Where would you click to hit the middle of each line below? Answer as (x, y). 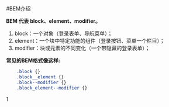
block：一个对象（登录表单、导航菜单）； (63, 33)
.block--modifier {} (42, 82)
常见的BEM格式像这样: (33, 61)
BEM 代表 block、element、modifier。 (53, 21)
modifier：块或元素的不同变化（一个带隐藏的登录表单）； (82, 48)
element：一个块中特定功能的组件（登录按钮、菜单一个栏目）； (89, 41)
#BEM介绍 (18, 8)
